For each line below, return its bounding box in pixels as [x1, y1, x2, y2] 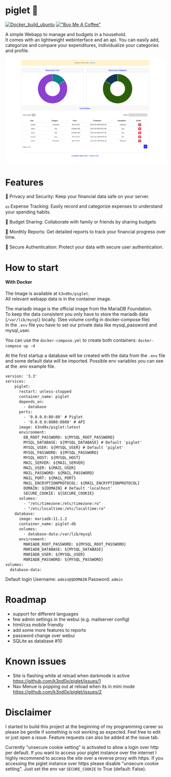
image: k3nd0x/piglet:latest [18, 425, 81, 430]
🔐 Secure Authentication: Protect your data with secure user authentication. [5, 244, 164, 250]
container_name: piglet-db [18, 521, 76, 526]
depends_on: [18, 399, 44, 404]
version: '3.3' [5, 374, 38, 379]
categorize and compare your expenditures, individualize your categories [5, 42, 159, 48]
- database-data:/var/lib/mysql [23, 532, 93, 537]
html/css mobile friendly [12, 621, 64, 628]
